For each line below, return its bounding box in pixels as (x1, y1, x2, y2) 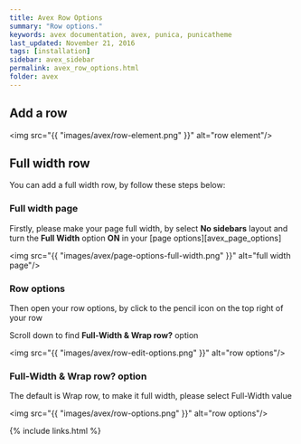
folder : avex (9, 72, 59, 81)
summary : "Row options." (9, 22, 103, 31)
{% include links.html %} (9, 426, 101, 437)
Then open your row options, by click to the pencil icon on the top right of (9, 302, 284, 313)
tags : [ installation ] (9, 47, 91, 56)
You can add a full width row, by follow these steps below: (9, 180, 226, 191)
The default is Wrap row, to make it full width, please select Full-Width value (9, 391, 292, 401)
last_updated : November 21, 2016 (9, 38, 136, 48)
